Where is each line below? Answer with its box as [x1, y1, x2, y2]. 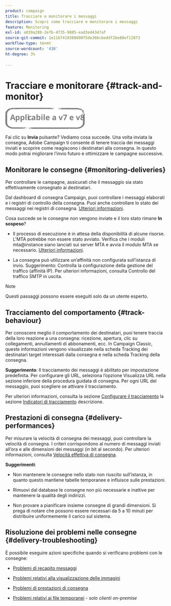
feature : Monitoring [5, 25, 50, 30]
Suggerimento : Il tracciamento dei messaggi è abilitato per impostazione [5, 367, 159, 373]
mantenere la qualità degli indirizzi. [12, 492, 86, 498]
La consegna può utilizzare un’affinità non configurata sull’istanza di [12, 257, 156, 263]
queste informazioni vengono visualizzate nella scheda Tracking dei [5, 346, 148, 353]
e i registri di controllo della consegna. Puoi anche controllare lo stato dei [5, 200, 159, 206]
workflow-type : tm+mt [5, 41, 52, 46]
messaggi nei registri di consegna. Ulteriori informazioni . [5, 205, 125, 211]
